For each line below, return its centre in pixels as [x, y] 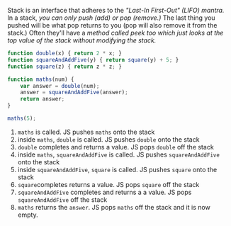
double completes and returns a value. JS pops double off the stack [115, 147]
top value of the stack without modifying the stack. [82, 40]
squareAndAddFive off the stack [62, 199]
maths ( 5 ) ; [22, 118]
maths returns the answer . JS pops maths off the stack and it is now [114, 207]
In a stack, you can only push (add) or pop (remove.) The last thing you [111, 18]
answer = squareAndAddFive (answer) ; [74, 92]
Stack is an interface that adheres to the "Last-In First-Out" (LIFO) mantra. [116, 10]
